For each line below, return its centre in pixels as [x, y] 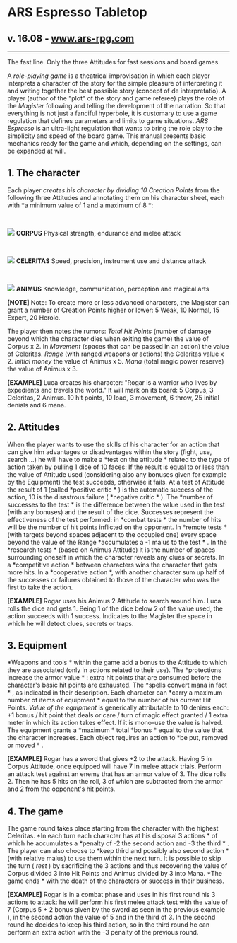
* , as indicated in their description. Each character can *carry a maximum [115, 693]
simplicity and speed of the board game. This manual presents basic [107, 136]
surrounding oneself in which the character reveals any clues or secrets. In [116, 557]
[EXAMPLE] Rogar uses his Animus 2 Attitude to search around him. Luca [114, 601]
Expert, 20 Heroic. [34, 317]
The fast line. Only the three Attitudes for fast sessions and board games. [114, 62]
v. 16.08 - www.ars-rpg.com [71, 39]
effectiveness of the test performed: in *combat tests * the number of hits [115, 519]
